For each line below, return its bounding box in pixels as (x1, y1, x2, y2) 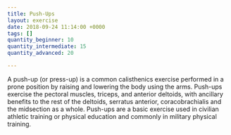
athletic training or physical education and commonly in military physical (7, 112, 217, 120)
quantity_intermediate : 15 (7, 43, 87, 50)
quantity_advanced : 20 (7, 50, 74, 57)
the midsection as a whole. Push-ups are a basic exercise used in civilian (7, 105, 220, 113)
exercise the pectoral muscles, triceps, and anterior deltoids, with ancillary (7, 89, 223, 98)
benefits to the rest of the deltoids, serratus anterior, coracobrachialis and (7, 97, 222, 105)
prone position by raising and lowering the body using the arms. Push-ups (7, 82, 223, 91)
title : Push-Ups (7, 10, 55, 18)
